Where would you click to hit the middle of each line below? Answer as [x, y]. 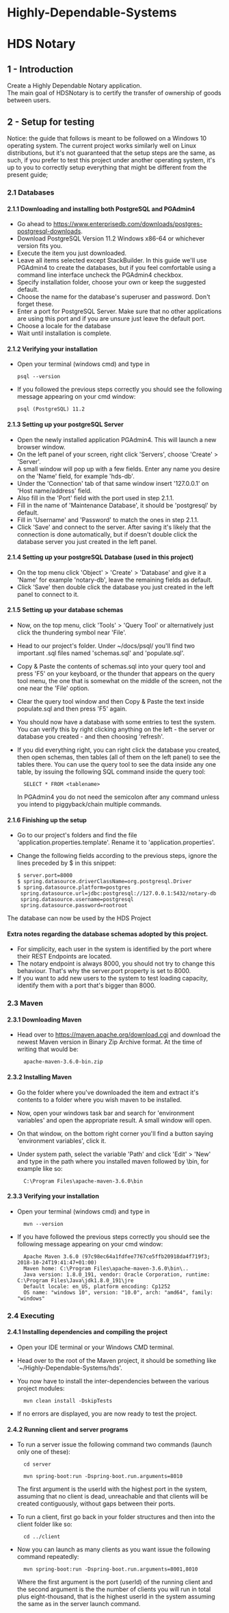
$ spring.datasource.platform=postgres [74, 888]
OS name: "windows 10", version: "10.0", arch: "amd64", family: [118, 1292]
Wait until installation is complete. [64, 333]
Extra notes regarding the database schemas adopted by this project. [108, 934]
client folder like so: [45, 1524]
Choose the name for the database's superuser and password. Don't [113, 297]
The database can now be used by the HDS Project [79, 918]
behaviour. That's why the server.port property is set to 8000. [104, 971]
